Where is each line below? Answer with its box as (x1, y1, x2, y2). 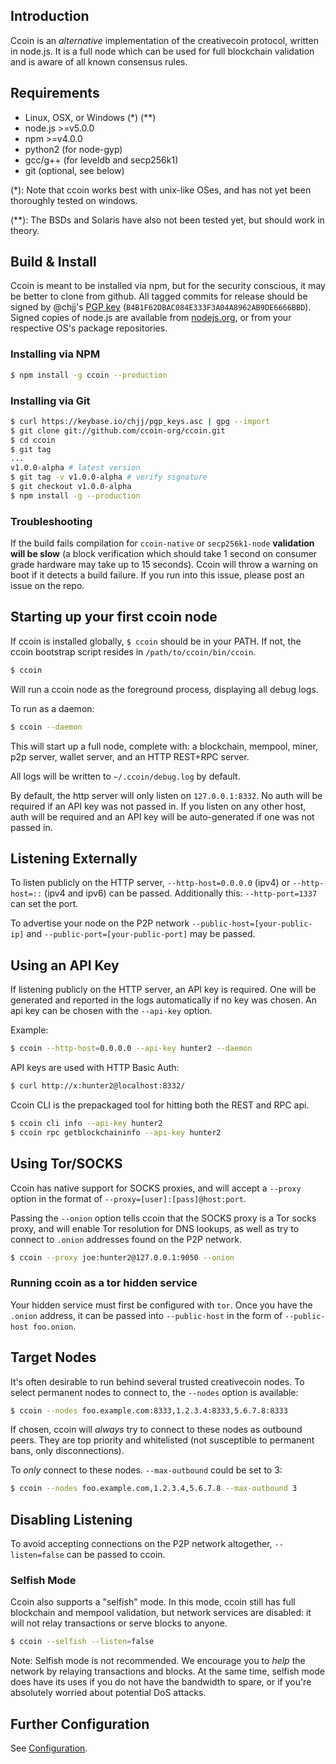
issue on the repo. (10, 580, 85, 592)
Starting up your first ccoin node (10, 609, 218, 626)
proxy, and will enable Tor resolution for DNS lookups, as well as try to (10, 1222, 300, 1234)
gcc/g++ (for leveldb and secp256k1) (24, 154, 179, 166)
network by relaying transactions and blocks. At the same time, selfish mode (10, 1665, 325, 1678)
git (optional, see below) (24, 164, 125, 176)
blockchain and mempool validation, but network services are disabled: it (10, 1607, 312, 1619)
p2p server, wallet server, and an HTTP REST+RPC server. (10, 750, 250, 763)
